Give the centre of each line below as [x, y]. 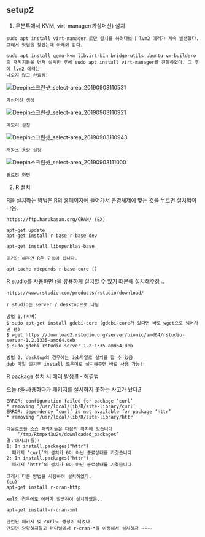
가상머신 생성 [21, 100]
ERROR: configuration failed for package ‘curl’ [70, 401]
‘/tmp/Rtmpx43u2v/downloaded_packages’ [68, 434]
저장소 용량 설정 [24, 150]
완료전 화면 [18, 175]
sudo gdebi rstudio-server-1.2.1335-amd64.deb [72, 346]
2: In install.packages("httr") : [51, 458]
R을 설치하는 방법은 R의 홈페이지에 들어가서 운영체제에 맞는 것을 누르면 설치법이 [102, 200]
